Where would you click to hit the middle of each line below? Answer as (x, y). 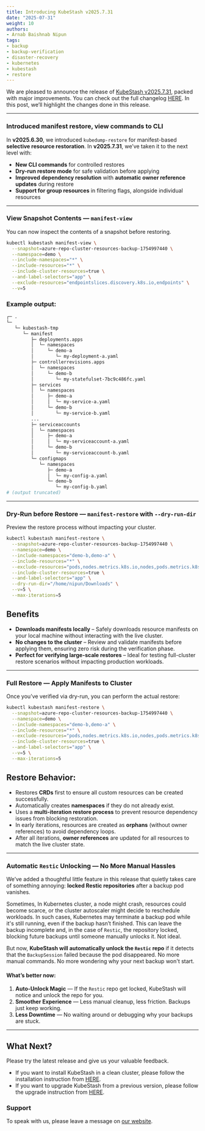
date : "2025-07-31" (31, 18)
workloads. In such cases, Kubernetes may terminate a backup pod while (99, 917)
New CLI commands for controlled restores (70, 164)
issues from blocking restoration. (57, 818)
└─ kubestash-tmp (37, 328)
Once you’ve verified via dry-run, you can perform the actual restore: (93, 696)
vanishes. (18, 892)
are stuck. (28, 1021)
